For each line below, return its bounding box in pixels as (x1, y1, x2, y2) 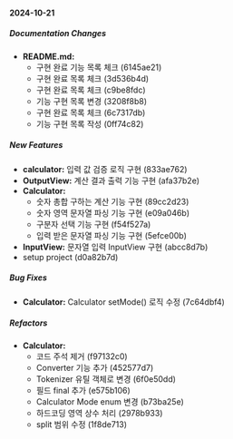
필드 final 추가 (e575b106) (35, 385, 131, 396)
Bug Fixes (9, 272, 48, 283)
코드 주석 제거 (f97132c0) (35, 351, 129, 362)
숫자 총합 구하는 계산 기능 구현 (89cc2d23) (35, 196, 189, 207)
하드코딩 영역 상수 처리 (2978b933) (35, 408, 163, 419)
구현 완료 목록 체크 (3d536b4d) (35, 73, 150, 83)
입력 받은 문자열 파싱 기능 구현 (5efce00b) (35, 229, 188, 240)
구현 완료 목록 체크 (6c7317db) (35, 107, 146, 118)
